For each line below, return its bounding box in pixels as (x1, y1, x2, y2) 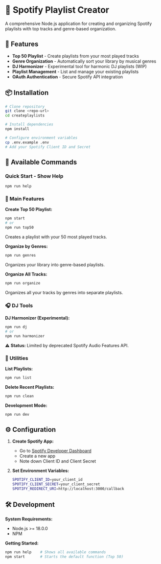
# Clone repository (5, 104, 45, 109)
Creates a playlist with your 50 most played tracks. (5, 234, 107, 240)
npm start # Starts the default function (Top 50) (5, 554, 124, 559)
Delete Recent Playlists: (5, 384, 55, 390)
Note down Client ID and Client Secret (19, 458, 96, 464)
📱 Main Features (5, 195, 45, 202)
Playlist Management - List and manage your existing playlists (12, 69, 139, 74)
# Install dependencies (5, 122, 54, 127)
